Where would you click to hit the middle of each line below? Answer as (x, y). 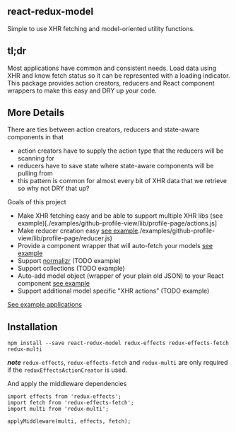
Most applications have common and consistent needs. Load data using (112, 68)
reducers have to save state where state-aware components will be (116, 166)
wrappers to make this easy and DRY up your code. (82, 91)
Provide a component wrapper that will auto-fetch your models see (115, 246)
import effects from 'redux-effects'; (64, 397)
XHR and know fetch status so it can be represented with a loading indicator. (119, 75)
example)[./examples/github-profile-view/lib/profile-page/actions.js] (117, 223)
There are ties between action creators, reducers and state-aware (104, 129)
